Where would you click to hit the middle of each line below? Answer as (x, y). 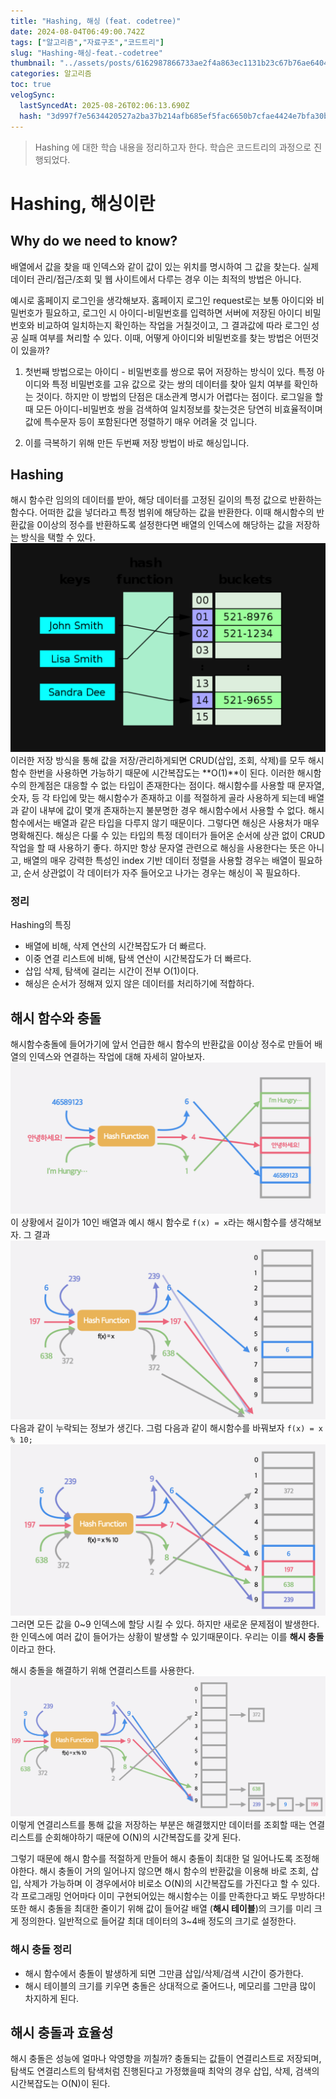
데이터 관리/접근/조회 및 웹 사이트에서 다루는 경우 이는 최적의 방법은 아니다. (156, 279)
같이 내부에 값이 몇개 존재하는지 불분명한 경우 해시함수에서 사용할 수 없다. (163, 811)
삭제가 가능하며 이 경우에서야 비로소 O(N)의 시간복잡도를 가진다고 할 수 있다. (172, 1884)
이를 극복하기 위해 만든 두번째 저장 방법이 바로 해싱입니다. (137, 442)
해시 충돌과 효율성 (62, 2033)
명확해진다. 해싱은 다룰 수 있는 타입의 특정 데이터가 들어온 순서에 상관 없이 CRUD (168, 836)
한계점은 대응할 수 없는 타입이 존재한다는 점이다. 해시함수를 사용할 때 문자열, (176, 786)
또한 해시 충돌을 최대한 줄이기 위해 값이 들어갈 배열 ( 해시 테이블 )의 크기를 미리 (161, 1909)
